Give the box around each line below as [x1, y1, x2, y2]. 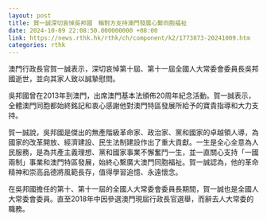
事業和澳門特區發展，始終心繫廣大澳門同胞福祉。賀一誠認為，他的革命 [29, 157, 259, 167]
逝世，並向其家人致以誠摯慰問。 [14, 74, 120, 83]
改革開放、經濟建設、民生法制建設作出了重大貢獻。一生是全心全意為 [29, 138, 252, 147]
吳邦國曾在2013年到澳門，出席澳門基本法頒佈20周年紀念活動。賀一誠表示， [8, 91, 256, 100]
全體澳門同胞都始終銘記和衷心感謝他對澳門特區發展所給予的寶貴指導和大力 [8, 101, 252, 111]
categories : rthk [8, 41, 66, 49]
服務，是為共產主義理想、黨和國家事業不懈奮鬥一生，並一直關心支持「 [14, 148, 245, 157]
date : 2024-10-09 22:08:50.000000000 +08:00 [8, 26, 158, 34]
